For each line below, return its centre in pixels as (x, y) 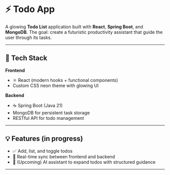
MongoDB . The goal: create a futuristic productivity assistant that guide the (84, 32)
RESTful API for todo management (48, 118)
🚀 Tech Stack (26, 58)
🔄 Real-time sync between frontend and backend (64, 156)
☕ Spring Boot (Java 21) (37, 105)
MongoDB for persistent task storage (51, 113)
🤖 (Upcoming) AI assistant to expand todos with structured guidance (84, 162)
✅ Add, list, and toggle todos (42, 151)
